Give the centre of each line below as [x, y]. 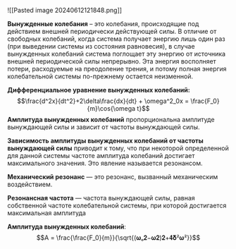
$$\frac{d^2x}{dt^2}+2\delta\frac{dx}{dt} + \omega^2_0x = [103, 101]
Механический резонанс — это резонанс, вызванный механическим [113, 177]
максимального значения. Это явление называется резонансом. [105, 163]
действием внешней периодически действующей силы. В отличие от [112, 31]
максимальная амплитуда [47, 213]
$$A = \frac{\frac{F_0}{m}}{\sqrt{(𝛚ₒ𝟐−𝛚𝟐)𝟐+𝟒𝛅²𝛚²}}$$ [118, 238]
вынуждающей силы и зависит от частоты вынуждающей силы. [104, 127]
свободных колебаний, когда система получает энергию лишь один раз [116, 39]
